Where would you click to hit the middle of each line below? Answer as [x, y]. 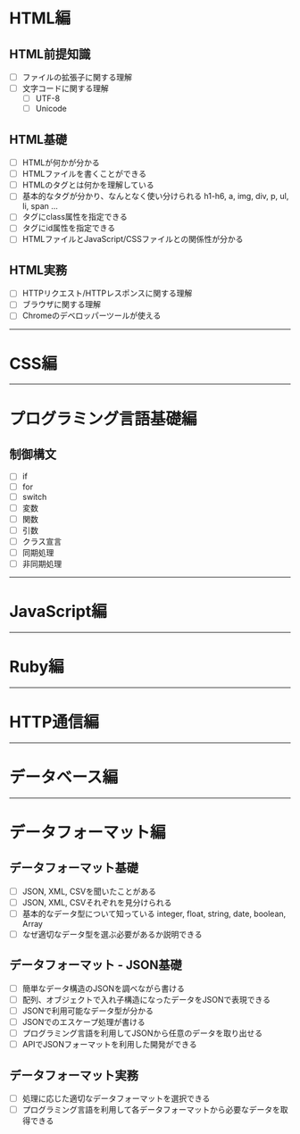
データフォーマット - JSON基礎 [96, 965]
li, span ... [40, 206]
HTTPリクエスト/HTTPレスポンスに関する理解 [107, 293]
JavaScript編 [58, 612]
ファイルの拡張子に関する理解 [77, 77]
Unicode [51, 109]
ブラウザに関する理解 [61, 304]
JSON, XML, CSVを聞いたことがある [89, 891]
